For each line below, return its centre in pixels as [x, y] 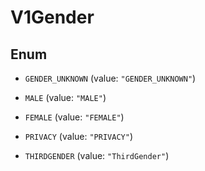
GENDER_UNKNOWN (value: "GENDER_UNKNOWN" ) [110, 78]
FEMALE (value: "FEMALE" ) [74, 117]
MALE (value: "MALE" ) [65, 97]
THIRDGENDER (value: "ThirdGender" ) [97, 155]
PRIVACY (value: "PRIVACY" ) [78, 136]
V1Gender [52, 17]
